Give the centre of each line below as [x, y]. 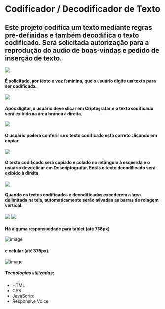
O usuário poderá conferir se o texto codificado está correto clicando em [81, 135]
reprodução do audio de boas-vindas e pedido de [82, 50]
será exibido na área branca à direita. [44, 113]
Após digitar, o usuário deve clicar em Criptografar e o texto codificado [79, 108]
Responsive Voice [30, 301]
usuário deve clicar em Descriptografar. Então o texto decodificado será [80, 168]
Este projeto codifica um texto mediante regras [79, 27]
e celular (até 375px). [28, 251]
